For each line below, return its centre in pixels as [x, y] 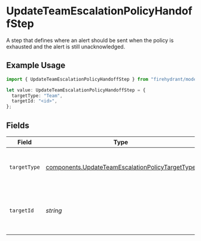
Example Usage [36, 65]
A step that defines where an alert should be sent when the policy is [90, 40]
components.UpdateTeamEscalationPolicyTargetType [121, 167]
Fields [18, 125]
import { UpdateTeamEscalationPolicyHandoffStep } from [77, 79]
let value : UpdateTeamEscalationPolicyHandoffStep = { [76, 90]
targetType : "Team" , [37, 96]
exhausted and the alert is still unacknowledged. [66, 47]
